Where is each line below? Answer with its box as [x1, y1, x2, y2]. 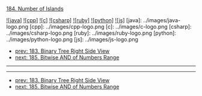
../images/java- [143, 17, 181, 23]
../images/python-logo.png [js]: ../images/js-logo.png [6, 36, 138, 43]
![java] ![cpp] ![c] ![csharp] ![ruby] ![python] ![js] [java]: [6, 17, 142, 23]
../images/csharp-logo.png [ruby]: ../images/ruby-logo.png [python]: [6, 29, 176, 37]
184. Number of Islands [6, 5, 64, 12]
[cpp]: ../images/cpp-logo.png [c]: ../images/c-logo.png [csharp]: [29, 23, 192, 30]
